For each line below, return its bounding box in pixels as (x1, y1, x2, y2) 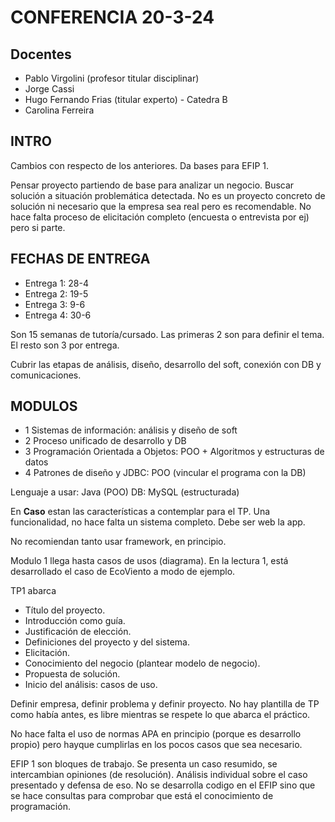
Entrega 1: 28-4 (24, 277, 89, 289)
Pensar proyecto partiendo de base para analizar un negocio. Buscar (10, 179, 295, 191)
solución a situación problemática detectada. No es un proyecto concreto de (10, 189, 326, 201)
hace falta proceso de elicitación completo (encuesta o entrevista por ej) (10, 211, 310, 223)
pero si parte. (10, 221, 66, 233)
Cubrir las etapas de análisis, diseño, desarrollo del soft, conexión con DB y (10, 358, 322, 370)
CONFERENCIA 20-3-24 (10, 6, 215, 29)
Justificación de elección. (24, 626, 132, 638)
